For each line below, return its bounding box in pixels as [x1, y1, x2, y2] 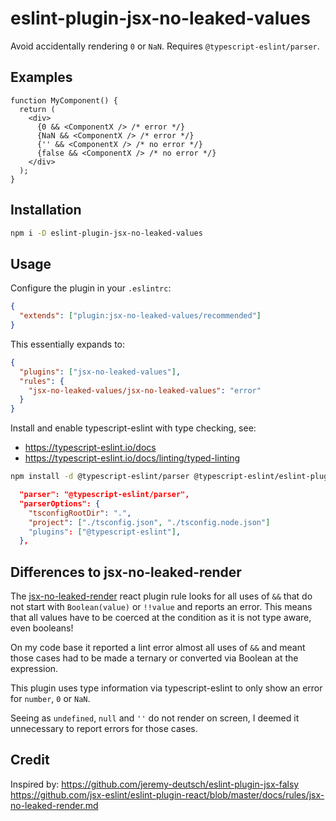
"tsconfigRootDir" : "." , [28, 508, 132, 518]
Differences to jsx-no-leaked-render [10, 563, 242, 581]
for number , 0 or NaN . [10, 693, 91, 705]
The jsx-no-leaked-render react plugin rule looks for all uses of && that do [10, 590, 313, 602]
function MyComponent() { [10, 95, 118, 106]
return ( [19, 104, 56, 114]
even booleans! [10, 622, 74, 634]
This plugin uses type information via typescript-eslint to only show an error [10, 682, 323, 694]
